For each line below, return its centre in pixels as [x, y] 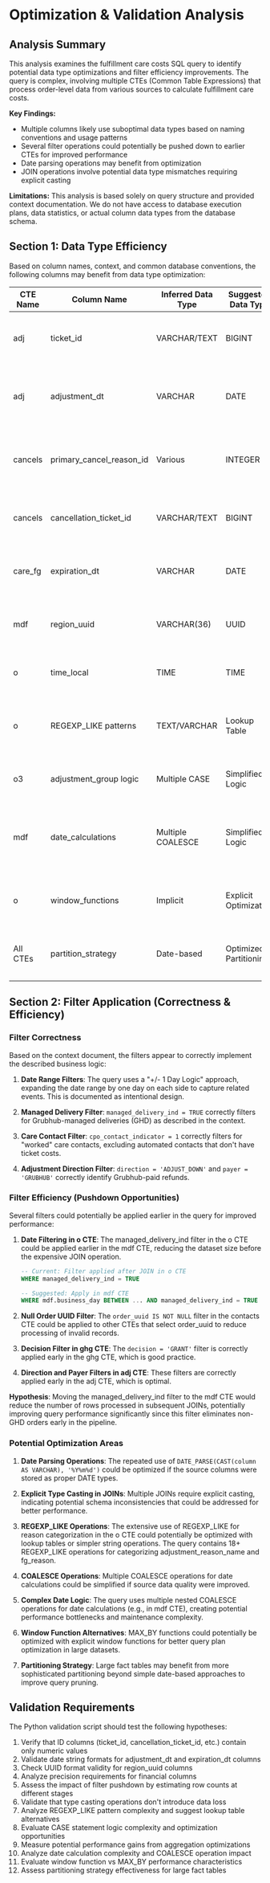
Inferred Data [187, 294]
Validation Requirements [72, 1707]
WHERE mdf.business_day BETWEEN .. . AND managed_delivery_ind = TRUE [139, 1301]
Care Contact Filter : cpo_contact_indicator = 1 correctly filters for [131, 1136]
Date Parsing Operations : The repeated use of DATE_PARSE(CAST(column [138, 1460]
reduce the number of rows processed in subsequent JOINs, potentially [127, 1405]
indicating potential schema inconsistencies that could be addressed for [139, 1502]
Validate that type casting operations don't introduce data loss [123, 1802]
